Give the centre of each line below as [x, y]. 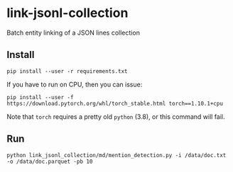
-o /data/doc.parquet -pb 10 [50, 161]
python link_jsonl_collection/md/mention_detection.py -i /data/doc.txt [116, 155]
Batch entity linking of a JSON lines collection [73, 33]
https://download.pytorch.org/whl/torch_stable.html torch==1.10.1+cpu [115, 103]
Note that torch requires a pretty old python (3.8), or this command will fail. [116, 116]
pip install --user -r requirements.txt [67, 71]
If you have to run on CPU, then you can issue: [75, 84]
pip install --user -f [40, 97]
